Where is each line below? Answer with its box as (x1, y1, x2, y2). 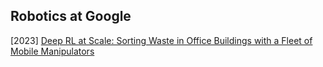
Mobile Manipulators (10, 45, 95, 57)
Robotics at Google (10, 8, 132, 25)
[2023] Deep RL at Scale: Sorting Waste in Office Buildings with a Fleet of (10, 34, 313, 46)
